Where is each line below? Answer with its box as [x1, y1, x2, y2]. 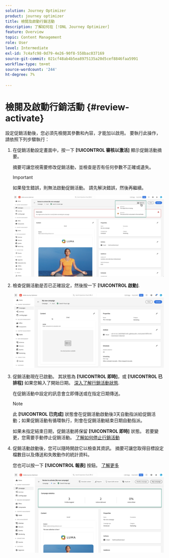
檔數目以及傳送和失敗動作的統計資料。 [12, 451, 92, 457]
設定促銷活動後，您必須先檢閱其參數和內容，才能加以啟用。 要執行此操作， [5, 130, 161, 136]
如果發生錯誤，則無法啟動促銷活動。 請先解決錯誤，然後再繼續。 [12, 185, 146, 191]
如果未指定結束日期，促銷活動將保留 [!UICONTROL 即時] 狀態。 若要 [12, 428, 154, 434]
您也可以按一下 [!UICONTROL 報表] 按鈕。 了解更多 [12, 462, 119, 468]
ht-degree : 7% [5, 72, 35, 77]
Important [12, 174, 33, 180]
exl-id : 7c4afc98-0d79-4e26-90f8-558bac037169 [5, 51, 105, 56]
